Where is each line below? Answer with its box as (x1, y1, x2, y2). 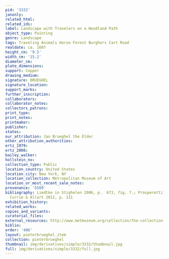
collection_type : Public (5, 162, 57, 167)
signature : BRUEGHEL (5, 78, 49, 83)
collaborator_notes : (5, 101, 49, 106)
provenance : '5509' (5, 185, 46, 190)
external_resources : (5, 218, 49, 223)
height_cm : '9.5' (5, 49, 42, 54)
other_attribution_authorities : (5, 139, 73, 144)
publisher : (5, 124, 28, 129)
